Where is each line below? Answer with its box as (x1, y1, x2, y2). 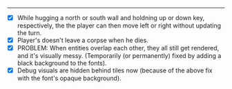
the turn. (17, 29, 42, 37)
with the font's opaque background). (17, 74, 122, 83)
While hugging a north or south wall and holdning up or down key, (17, 14, 205, 21)
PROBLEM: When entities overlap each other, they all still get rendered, (17, 44, 220, 52)
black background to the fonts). (17, 59, 107, 68)
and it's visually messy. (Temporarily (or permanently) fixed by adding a (17, 52, 222, 60)
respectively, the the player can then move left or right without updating (17, 21, 222, 30)
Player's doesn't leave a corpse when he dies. (17, 36, 148, 45)
